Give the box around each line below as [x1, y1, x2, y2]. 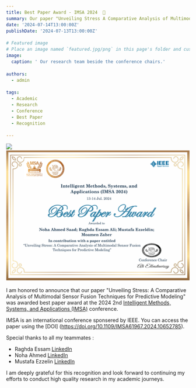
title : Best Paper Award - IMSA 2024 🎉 [6, 9, 106, 15]
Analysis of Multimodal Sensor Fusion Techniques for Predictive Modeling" [6, 293, 185, 300]
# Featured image [6, 40, 48, 46]
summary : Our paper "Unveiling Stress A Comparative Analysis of [6, 15, 168, 22]
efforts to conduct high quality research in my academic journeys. [6, 375, 164, 382]
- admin [11, 77, 30, 83]
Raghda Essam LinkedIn [14, 345, 72, 352]
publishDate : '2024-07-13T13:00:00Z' [6, 28, 98, 34]
